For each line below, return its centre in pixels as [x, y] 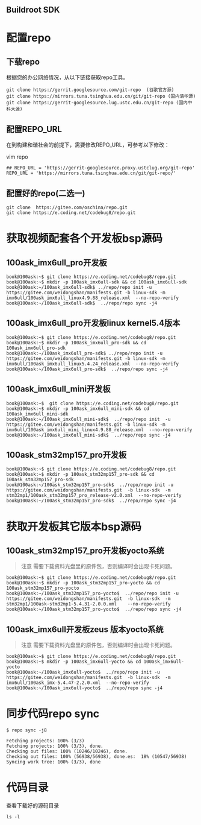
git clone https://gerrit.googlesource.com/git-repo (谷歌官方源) [90, 90]
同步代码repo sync [53, 714]
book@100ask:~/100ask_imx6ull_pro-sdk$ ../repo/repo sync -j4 [87, 369]
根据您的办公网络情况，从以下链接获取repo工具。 [67, 77]
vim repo [17, 157]
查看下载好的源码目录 [32, 806]
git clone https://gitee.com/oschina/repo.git [67, 207]
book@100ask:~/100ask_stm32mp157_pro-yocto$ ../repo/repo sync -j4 [94, 609]
